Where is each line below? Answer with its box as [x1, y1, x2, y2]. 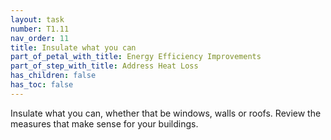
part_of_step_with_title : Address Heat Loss [10, 61, 199, 71]
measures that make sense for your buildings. [10, 117, 199, 130]
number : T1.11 [10, 24, 70, 34]
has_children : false [10, 71, 97, 81]
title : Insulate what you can [10, 42, 137, 53]
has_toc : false [10, 80, 74, 90]
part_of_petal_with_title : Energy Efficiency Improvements [10, 52, 262, 62]
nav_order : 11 [10, 33, 70, 43]
